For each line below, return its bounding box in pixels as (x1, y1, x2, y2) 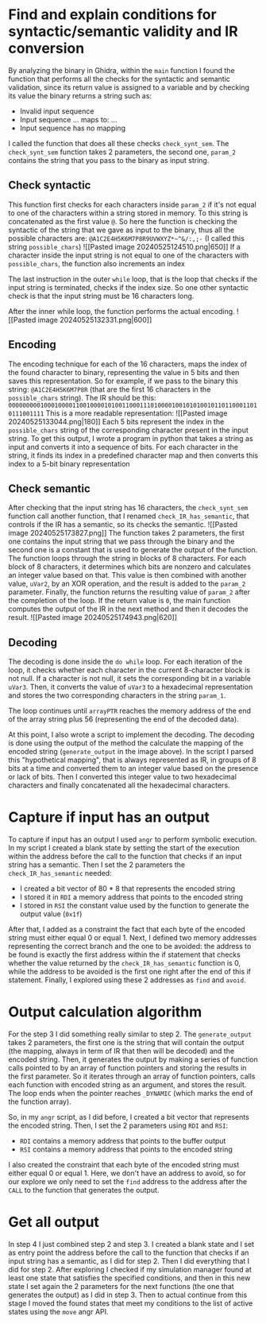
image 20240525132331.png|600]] (37, 315, 152, 324)
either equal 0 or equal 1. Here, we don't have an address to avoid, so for (8, 1168, 246, 1178)
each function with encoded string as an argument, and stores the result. (8, 1080, 247, 1090)
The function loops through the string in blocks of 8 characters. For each (8, 554, 247, 563)
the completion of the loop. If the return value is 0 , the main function (8, 596, 231, 606)
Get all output (8, 1214, 99, 1231)
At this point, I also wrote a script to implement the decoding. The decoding (8, 730, 255, 740)
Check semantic (8, 482, 91, 495)
